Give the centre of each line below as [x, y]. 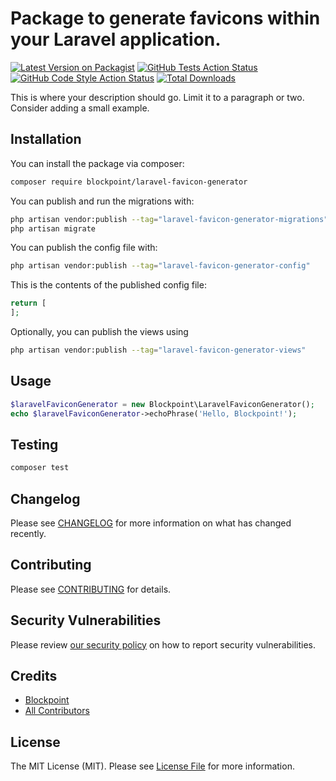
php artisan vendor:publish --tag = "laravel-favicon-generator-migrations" [169, 219]
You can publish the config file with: [84, 248]
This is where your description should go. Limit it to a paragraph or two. [157, 97]
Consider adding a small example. [80, 108]
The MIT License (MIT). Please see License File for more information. [152, 766]
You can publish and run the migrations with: [102, 201]
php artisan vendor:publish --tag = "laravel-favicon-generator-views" [158, 350]
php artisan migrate [53, 228]
